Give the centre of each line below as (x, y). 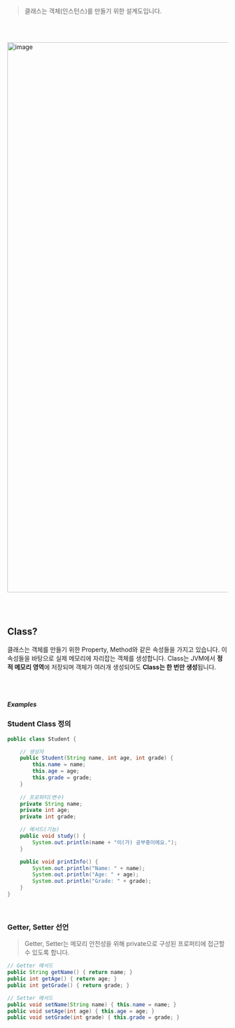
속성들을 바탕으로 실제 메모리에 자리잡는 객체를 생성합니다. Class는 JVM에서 (111, 658)
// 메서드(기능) (40, 830)
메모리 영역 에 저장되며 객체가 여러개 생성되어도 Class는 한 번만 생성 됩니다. (115, 667)
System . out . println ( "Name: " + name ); (89, 868)
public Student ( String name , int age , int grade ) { (97, 758)
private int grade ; (48, 817)
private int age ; (45, 810)
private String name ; (51, 804)
